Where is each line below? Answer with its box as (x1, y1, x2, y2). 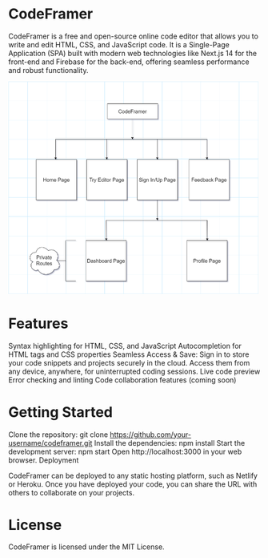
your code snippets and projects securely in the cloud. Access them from (8, 358, 250, 367)
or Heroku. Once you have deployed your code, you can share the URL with (8, 479, 258, 489)
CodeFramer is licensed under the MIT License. (8, 542, 166, 552)
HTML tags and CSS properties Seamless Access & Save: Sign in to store (8, 350, 250, 359)
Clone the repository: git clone (8, 430, 109, 439)
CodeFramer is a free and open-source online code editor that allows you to (8, 31, 258, 41)
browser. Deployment (8, 455, 79, 465)
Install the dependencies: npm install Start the (94, 438, 246, 447)
